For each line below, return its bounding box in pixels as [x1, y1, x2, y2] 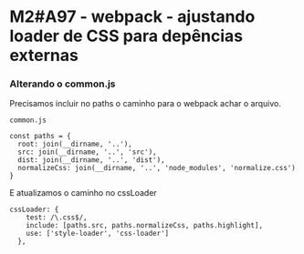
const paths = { [9, 132, 71, 141]
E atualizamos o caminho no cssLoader [9, 188, 157, 198]
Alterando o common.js [9, 77, 116, 90]
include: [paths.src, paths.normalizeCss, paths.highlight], [26, 221, 263, 230]
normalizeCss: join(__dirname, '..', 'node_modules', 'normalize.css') [17, 164, 297, 173]
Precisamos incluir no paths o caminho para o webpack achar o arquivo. [9, 98, 281, 109]
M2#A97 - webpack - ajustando [9, 6, 256, 27]
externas [9, 46, 79, 66]
